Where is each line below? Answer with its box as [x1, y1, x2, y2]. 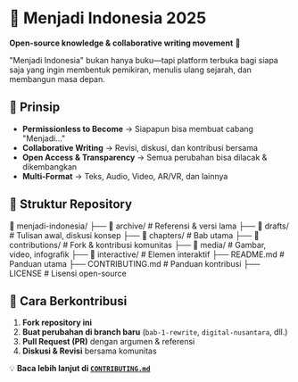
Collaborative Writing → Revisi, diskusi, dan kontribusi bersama [21, 142, 259, 153]
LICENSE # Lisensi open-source [9, 268, 127, 278]
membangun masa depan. [9, 73, 105, 84]
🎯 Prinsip [9, 100, 61, 115]
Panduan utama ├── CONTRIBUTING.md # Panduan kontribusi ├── [9, 258, 261, 269]
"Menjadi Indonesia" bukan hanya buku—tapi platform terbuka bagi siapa [9, 54, 278, 65]
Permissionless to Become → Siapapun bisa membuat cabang [21, 123, 254, 134]
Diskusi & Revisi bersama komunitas [21, 345, 158, 356]
